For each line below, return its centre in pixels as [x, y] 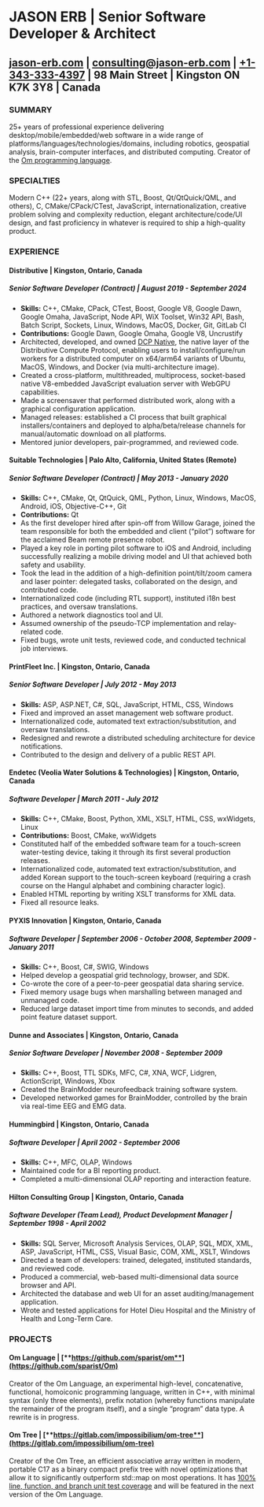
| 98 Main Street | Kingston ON [163, 75]
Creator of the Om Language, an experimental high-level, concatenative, [126, 1383]
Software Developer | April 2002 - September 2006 [95, 1142]
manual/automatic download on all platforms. [93, 434]
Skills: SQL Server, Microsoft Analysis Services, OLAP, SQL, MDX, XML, [137, 1243]
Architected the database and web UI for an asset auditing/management [137, 1293]
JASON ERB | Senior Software [108, 17]
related [32, 632]
